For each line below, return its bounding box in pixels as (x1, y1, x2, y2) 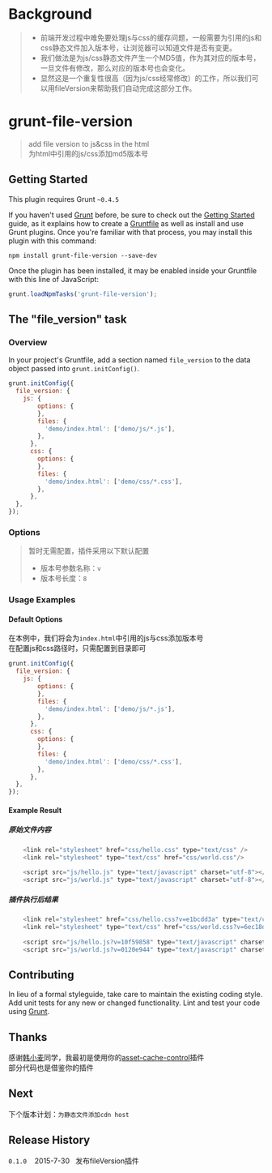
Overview (8, 336, 48, 348)
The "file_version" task (8, 312, 127, 326)
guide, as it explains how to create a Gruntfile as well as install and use (8, 218, 244, 228)
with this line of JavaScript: (8, 274, 100, 284)
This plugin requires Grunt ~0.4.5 (8, 194, 120, 203)
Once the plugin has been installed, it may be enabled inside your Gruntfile (8, 265, 257, 276)
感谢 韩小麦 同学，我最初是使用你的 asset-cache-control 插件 (8, 1053, 205, 1063)
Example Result (8, 805, 62, 815)
